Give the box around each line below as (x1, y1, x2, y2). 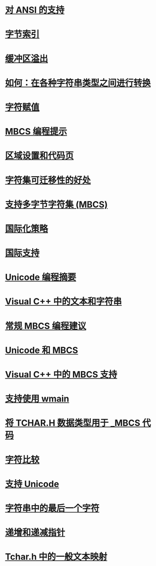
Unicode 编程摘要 (5, 272, 77, 283)
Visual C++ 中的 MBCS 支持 (5, 369, 117, 380)
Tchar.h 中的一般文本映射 (5, 551, 108, 563)
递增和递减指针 (5, 527, 66, 538)
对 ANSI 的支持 (5, 4, 65, 16)
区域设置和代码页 (5, 150, 74, 162)
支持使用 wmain (5, 393, 69, 404)
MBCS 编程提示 (5, 126, 67, 137)
